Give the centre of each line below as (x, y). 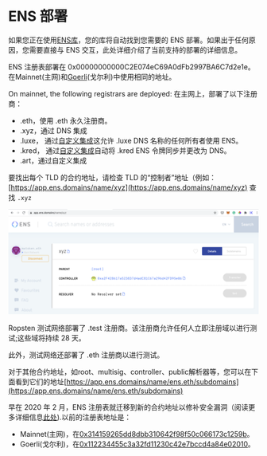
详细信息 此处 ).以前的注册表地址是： (73, 417)
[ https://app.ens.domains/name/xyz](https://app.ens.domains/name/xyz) (128, 187)
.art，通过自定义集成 (53, 160)
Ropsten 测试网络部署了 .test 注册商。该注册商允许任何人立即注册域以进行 (129, 328)
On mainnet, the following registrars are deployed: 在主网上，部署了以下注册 (133, 93)
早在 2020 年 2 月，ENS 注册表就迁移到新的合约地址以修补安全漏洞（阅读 (128, 407)
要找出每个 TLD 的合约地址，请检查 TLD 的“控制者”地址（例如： (112, 177)
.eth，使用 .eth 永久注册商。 (66, 120)
